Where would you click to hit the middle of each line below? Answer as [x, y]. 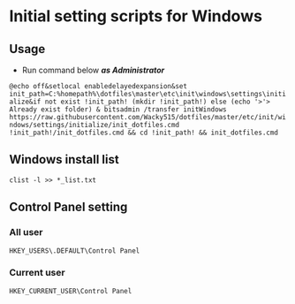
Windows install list [64, 160]
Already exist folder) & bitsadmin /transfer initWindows [118, 110]
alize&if [25, 102]
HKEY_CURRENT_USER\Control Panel [71, 291]
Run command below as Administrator [93, 70]
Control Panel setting [68, 207]
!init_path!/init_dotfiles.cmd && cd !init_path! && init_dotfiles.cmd [144, 133]
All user [26, 232]
